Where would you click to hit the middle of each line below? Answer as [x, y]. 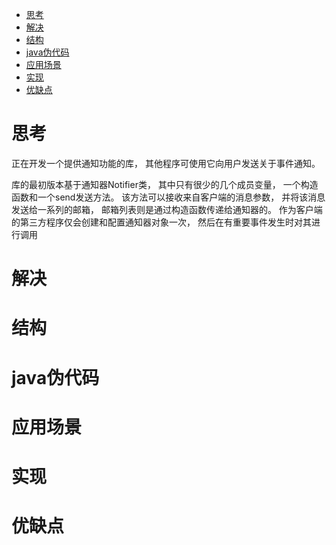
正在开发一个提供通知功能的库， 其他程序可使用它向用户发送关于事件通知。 [166, 163]
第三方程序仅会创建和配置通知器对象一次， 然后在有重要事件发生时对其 [165, 222]
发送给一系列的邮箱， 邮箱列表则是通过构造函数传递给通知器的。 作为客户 [162, 209]
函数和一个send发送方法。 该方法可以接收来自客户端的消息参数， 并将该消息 [168, 197]
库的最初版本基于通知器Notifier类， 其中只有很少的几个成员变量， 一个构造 [165, 184]
